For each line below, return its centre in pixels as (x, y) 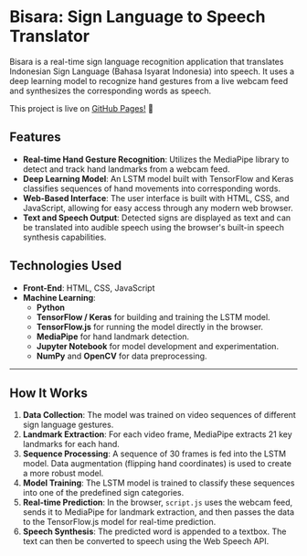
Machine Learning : (59, 297)
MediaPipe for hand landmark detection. (113, 337)
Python (51, 307)
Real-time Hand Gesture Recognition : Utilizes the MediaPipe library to (156, 159)
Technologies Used (65, 266)
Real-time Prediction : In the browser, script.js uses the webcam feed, (158, 503)
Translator (49, 36)
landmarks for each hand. (71, 444)
